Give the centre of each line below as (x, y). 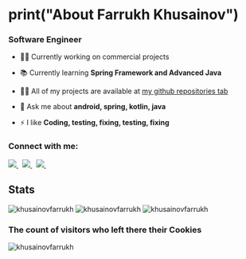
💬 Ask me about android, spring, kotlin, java (93, 107)
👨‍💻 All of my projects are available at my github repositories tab (124, 91)
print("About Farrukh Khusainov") (123, 15)
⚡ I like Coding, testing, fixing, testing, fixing (94, 123)
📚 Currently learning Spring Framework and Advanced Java (121, 73)
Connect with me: (43, 147)
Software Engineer (45, 40)
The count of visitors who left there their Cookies (105, 230)
